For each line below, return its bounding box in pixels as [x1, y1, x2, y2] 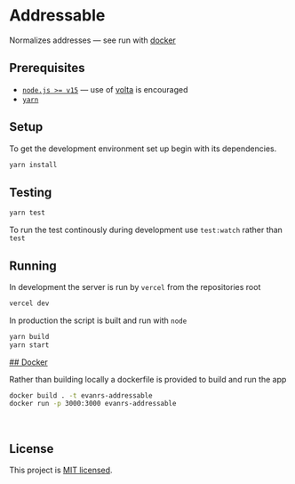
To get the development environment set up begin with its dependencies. [9, 143, 277, 154]
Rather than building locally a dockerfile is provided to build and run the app [9, 374, 287, 384]
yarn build [9, 332, 50, 341]
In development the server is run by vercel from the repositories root [9, 281, 261, 292]
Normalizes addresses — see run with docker [9, 35, 176, 45]
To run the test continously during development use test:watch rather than [9, 224, 283, 236]
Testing [9, 184, 52, 200]
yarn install [9, 160, 58, 169]
